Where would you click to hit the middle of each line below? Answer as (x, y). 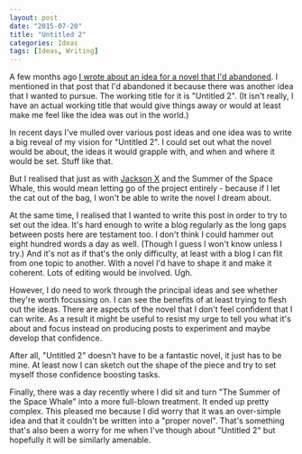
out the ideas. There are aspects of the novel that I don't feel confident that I (151, 309)
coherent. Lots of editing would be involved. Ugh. (101, 273)
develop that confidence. (56, 338)
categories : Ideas (44, 43)
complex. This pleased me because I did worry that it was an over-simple (145, 412)
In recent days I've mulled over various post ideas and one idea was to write (151, 132)
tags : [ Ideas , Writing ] (54, 51)
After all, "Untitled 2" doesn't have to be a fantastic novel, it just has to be (146, 356)
